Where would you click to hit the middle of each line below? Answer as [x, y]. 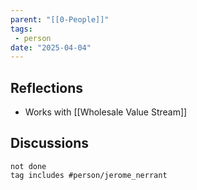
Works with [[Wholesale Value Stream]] [106, 112]
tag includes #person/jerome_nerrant [89, 175]
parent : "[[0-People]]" [60, 19]
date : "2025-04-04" [51, 47]
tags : [21, 29]
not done [28, 166]
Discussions [49, 143]
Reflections [47, 87]
